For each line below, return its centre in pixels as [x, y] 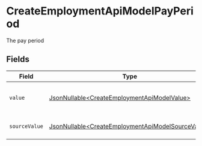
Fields [18, 59]
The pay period [25, 40]
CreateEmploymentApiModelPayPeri [100, 11]
